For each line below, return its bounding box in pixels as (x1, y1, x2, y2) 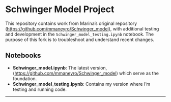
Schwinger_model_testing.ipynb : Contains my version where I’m (12, 81, 151, 87)
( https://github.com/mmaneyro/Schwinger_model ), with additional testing (5, 25, 159, 31)
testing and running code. (12, 86, 67, 92)
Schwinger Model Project (5, 4, 115, 15)
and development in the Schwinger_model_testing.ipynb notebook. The (5, 31, 154, 37)
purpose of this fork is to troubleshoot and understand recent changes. (5, 37, 154, 43)
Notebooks (5, 51, 41, 60)
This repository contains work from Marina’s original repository (5, 20, 137, 26)
